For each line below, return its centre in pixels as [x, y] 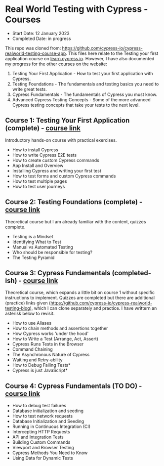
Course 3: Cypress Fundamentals [58, 273]
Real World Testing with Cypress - [77, 9]
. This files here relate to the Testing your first [112, 53]
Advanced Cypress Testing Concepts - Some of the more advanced [81, 99]
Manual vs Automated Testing [42, 247]
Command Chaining [32, 349]
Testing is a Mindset [33, 236]
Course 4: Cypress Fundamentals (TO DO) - [74, 386]
